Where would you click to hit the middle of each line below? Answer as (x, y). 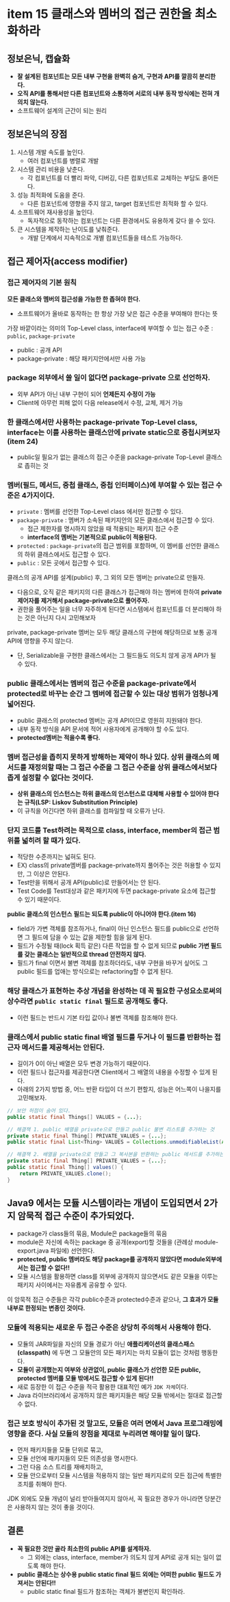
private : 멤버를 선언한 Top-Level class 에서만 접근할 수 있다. (100, 512)
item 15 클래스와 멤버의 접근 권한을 (100, 14)
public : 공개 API (39, 349)
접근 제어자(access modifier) (67, 261)
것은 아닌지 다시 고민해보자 (60, 618)
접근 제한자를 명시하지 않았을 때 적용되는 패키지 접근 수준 (103, 529)
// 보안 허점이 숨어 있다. (39, 1111)
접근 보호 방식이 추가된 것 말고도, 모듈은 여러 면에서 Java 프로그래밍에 (115, 1423)
